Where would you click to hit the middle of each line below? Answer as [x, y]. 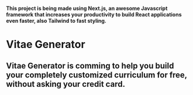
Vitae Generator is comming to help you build [90, 66]
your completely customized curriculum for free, [96, 75]
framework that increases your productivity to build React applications [94, 14]
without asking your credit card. [66, 84]
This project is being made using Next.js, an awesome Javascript [87, 8]
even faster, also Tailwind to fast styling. [56, 21]
